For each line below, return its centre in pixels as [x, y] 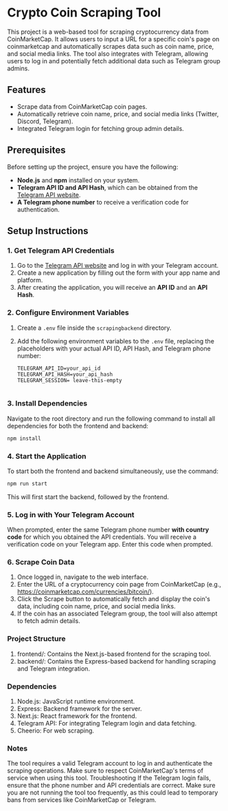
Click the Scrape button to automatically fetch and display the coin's [114, 599]
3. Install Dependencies [47, 403]
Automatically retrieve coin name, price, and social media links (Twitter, [118, 114]
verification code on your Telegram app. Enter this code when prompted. [110, 545]
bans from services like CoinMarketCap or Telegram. [82, 800]
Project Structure [36, 639]
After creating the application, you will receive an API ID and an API [112, 288]
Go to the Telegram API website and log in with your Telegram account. [118, 266]
